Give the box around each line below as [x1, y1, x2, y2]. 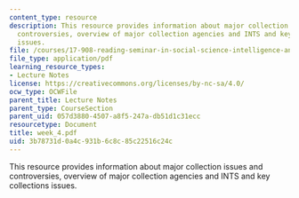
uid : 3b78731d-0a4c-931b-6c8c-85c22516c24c [9, 137, 174, 146]
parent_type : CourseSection [9, 104, 114, 113]
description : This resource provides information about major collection [9, 21, 289, 30]
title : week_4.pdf [9, 129, 77, 138]
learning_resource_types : [9, 63, 105, 72]
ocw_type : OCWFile [9, 87, 77, 96]
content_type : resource [9, 12, 98, 22]
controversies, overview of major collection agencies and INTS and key [9, 170, 271, 181]
